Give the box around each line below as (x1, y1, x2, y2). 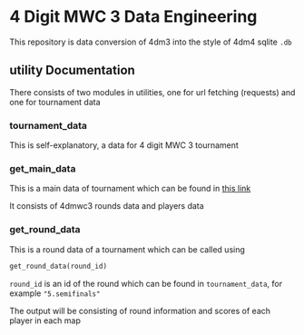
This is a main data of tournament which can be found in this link (9, 183, 251, 194)
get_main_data (9, 162, 76, 174)
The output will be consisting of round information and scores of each (9, 305, 270, 316)
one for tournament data (9, 96, 102, 107)
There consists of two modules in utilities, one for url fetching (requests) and (9, 86, 296, 97)
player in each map (9, 315, 82, 326)
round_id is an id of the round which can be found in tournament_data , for (9, 278, 283, 289)
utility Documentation (9, 63, 136, 78)
